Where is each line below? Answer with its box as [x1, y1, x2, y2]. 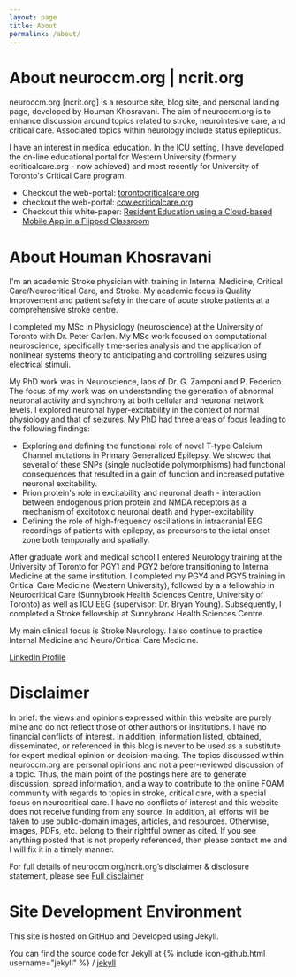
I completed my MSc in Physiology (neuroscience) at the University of [9, 322, 263, 332]
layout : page [9, 12, 57, 22]
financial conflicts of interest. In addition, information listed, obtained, [9, 732, 262, 742]
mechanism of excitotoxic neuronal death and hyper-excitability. [21, 507, 256, 517]
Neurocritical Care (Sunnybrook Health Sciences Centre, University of [9, 590, 264, 601]
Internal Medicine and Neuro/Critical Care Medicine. [9, 635, 199, 646]
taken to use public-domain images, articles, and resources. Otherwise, [9, 816, 269, 826]
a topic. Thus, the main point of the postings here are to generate [9, 769, 247, 779]
